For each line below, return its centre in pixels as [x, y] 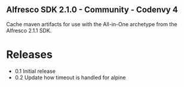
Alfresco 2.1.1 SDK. [29, 30]
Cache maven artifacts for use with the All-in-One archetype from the [92, 24]
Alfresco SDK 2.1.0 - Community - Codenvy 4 [92, 10]
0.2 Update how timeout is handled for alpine [70, 77]
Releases [29, 55]
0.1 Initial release [35, 71]
